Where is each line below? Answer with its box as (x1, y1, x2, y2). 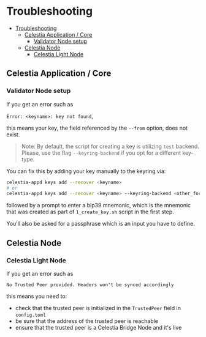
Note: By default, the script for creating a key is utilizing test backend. (21, 143, 199, 150)
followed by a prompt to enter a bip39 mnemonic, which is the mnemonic (6, 202, 191, 209)
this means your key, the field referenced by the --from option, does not (6, 124, 188, 131)
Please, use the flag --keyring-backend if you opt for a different (21, 149, 181, 157)
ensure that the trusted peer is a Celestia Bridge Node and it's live (15, 324, 182, 331)
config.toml (15, 312, 46, 318)
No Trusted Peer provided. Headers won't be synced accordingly (6, 281, 174, 288)
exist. (6, 130, 20, 138)
